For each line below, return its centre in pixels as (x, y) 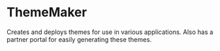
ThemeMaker (47, 12)
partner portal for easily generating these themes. (79, 39)
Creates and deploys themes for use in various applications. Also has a (110, 32)
